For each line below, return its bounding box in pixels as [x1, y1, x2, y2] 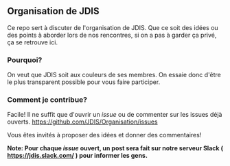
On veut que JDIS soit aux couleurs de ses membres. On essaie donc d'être [7, 71, 221, 79]
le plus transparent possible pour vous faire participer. [7, 78, 161, 86]
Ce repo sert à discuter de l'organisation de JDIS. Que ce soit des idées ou [7, 23, 218, 31]
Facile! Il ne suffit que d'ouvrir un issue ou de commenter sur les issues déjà [7, 111, 222, 119]
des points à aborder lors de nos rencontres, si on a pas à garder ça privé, [7, 31, 217, 39]
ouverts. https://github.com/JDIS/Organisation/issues [7, 117, 158, 126]
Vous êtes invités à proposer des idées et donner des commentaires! [7, 131, 202, 139]
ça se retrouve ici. [7, 38, 58, 46]
